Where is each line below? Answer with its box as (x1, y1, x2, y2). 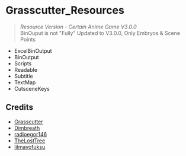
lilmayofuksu (14, 143, 46, 150)
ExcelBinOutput (14, 47, 52, 54)
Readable (14, 66, 38, 73)
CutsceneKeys (14, 85, 50, 92)
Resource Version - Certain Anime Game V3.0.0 (20, 23, 137, 30)
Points (20, 36, 36, 43)
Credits (5, 102, 34, 113)
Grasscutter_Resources (5, 4, 125, 17)
